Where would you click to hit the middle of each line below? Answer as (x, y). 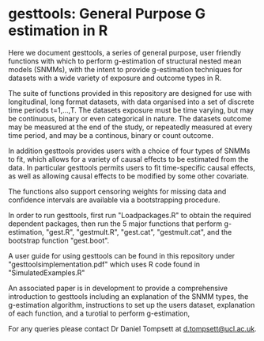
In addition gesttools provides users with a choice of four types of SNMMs (129, 151)
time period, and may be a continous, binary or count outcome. (111, 135)
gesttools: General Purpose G (107, 14)
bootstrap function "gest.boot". (59, 240)
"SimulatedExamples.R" (47, 272)
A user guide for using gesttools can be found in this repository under (122, 255)
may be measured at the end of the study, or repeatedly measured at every (130, 127)
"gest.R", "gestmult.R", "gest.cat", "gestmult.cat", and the (139, 232)
